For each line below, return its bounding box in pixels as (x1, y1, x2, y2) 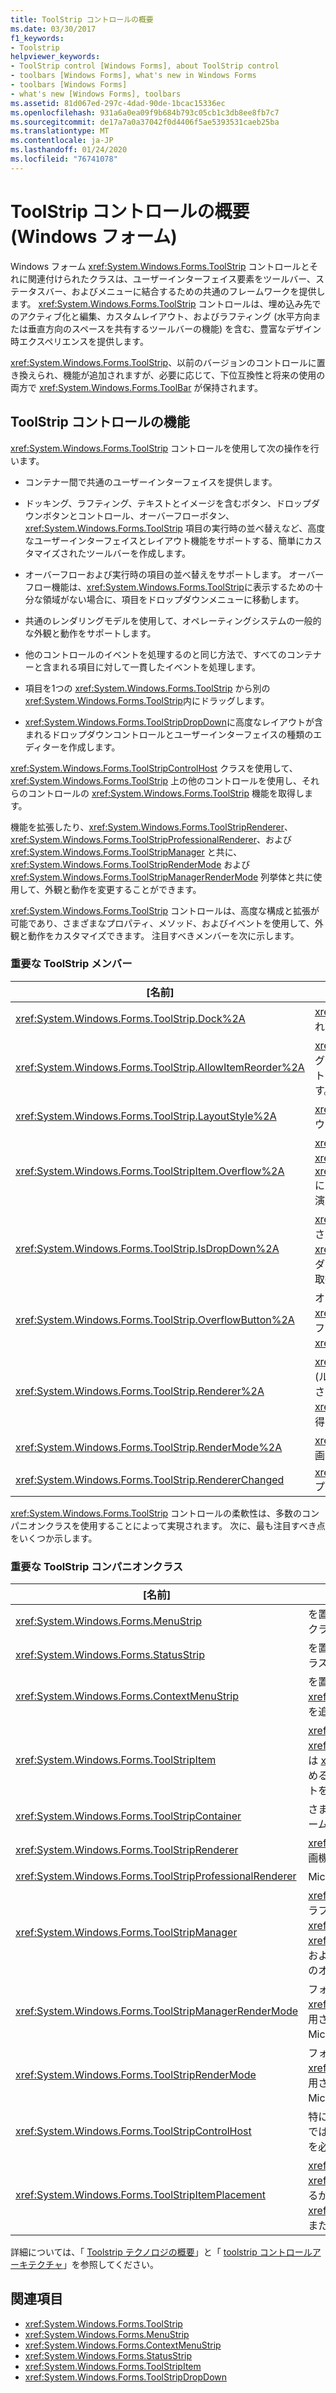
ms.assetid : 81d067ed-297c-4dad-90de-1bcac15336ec (10, 98, 226, 108)
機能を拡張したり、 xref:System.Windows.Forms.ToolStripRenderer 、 (10, 821, 294, 833)
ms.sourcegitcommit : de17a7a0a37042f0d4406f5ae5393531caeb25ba (10, 117, 280, 127)
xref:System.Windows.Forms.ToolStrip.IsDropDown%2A (15, 1241, 280, 1255)
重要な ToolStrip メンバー (10, 957, 133, 971)
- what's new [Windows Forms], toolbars (10, 89, 182, 99)
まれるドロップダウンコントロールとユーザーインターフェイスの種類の (24, 728, 314, 740)
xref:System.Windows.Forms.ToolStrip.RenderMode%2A (15, 1440, 283, 1454)
